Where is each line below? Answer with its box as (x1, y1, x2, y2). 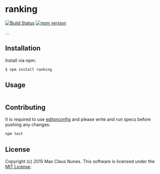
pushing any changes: (5, 122, 51, 128)
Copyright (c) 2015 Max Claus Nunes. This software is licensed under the (5, 158, 155, 164)
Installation (5, 44, 41, 53)
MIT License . (5, 164, 32, 170)
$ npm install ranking (5, 67, 52, 72)
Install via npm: (5, 57, 36, 63)
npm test (5, 131, 23, 137)
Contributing (5, 103, 46, 112)
